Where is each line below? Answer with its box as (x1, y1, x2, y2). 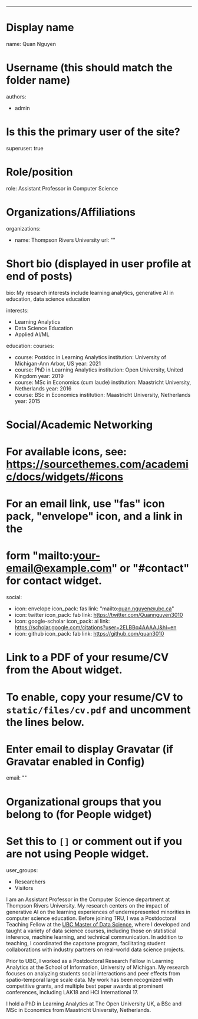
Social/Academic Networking (6, 418, 153, 431)
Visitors (14, 884, 34, 891)
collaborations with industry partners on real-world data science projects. (6, 946, 185, 953)
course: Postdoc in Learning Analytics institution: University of (14, 353, 167, 360)
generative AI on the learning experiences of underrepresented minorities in (6, 908, 190, 915)
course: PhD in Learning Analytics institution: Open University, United (14, 366, 184, 373)
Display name (6, 21, 74, 34)
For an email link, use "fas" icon (6, 497, 165, 511)
